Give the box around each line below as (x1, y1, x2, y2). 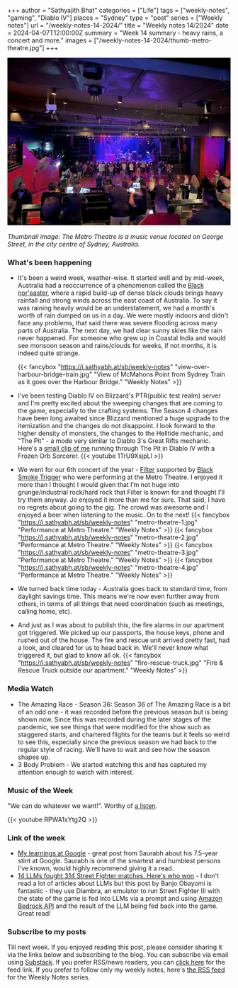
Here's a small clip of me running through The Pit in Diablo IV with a (17, 444, 215, 453)
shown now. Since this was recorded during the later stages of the (17, 715, 211, 724)
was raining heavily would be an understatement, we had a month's (17, 304, 215, 313)
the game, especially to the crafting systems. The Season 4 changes (17, 407, 218, 415)
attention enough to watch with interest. (17, 768, 135, 776)
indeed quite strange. (17, 349, 80, 357)
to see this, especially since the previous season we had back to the (17, 737, 217, 746)
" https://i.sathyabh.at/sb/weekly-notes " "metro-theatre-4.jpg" (17, 563, 200, 572)
